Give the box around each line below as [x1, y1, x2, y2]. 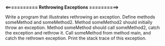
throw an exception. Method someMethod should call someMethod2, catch [5, 24, 160, 30]
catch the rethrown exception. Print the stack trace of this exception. [5, 35, 146, 41]
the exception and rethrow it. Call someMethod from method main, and [5, 30, 151, 35]
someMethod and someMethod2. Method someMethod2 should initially [5, 19, 152, 25]
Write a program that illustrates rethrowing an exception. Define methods [5, 14, 155, 19]
